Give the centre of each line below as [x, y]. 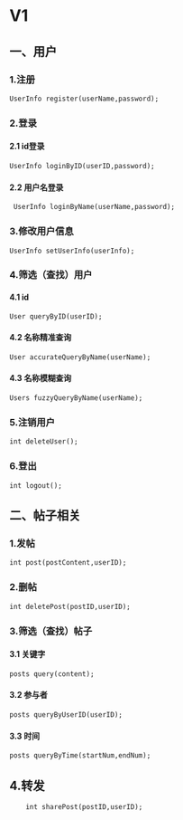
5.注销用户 [32, 422]
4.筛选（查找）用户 [51, 275]
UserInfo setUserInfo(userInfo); [72, 251]
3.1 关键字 [27, 654]
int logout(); [36, 485]
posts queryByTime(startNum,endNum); [80, 756]
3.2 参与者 [28, 695]
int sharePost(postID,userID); [84, 806]
